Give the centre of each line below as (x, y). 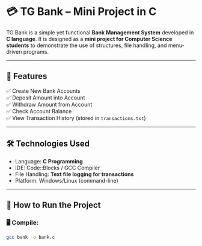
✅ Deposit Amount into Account (46, 98)
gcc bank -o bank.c (31, 238)
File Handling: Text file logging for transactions (74, 174)
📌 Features (27, 76)
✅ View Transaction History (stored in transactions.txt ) (76, 118)
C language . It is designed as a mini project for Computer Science (89, 39)
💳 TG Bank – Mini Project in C (81, 12)
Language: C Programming (49, 161)
